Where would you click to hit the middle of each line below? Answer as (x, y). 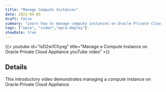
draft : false (19, 19)
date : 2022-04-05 (23, 14)
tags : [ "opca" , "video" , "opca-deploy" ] (46, 28)
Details (16, 67)
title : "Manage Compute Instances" (42, 10)
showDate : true (21, 32)
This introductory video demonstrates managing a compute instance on (78, 79)
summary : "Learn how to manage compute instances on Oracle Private (77, 23)
